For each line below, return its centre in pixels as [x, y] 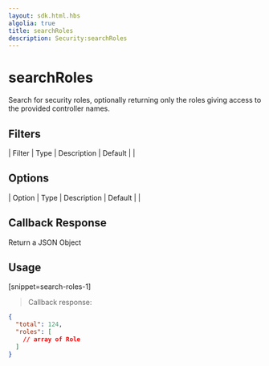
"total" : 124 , [39, 325]
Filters [25, 134]
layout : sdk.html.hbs [45, 16]
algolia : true [32, 23]
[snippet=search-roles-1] [50, 287]
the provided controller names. [59, 108]
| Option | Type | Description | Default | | [75, 197]
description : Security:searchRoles [68, 38]
